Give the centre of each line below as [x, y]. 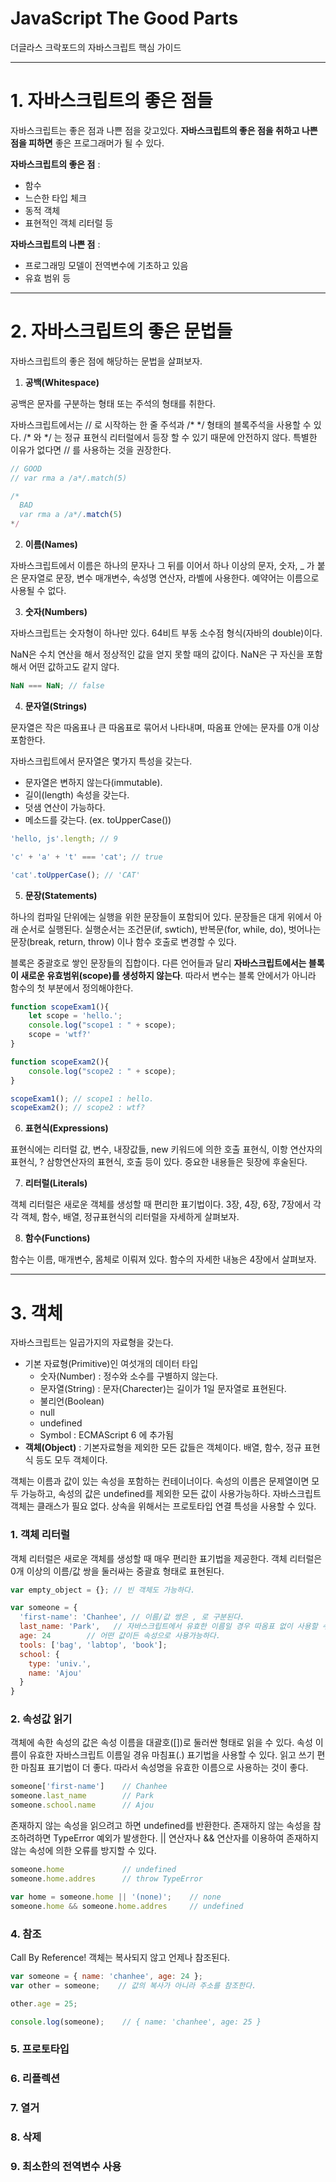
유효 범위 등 [48, 278]
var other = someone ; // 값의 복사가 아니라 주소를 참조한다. [133, 1985]
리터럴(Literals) [56, 1183]
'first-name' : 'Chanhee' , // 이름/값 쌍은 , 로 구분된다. [132, 1617]
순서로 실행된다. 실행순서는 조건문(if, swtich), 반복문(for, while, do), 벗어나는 [171, 929]
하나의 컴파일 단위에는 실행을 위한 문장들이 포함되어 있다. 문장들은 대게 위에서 [161, 916]
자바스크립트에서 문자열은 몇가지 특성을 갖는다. [101, 761]
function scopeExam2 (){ [60, 1062]
